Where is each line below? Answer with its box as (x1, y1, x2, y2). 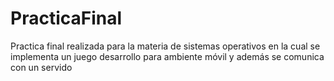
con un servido (10, 61, 73, 73)
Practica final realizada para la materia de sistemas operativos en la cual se (10, 40, 321, 52)
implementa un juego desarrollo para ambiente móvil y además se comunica (10, 50, 325, 62)
